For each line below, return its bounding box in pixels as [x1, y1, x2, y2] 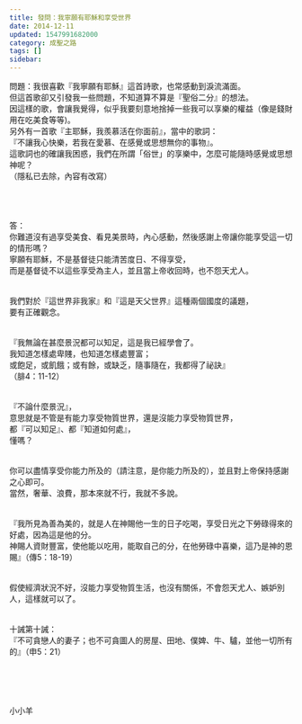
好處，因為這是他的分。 [9, 530, 96, 540]
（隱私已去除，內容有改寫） [9, 171, 112, 181]
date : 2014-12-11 [9, 22, 75, 31]
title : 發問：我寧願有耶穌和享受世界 [9, 13, 132, 22]
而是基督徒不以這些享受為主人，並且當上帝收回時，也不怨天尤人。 [9, 265, 253, 275]
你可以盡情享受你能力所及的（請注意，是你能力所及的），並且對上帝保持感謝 [9, 465, 289, 476]
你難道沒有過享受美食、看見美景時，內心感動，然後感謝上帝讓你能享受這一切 [9, 231, 293, 242]
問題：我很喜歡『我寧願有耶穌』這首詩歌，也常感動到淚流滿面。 [9, 81, 245, 91]
